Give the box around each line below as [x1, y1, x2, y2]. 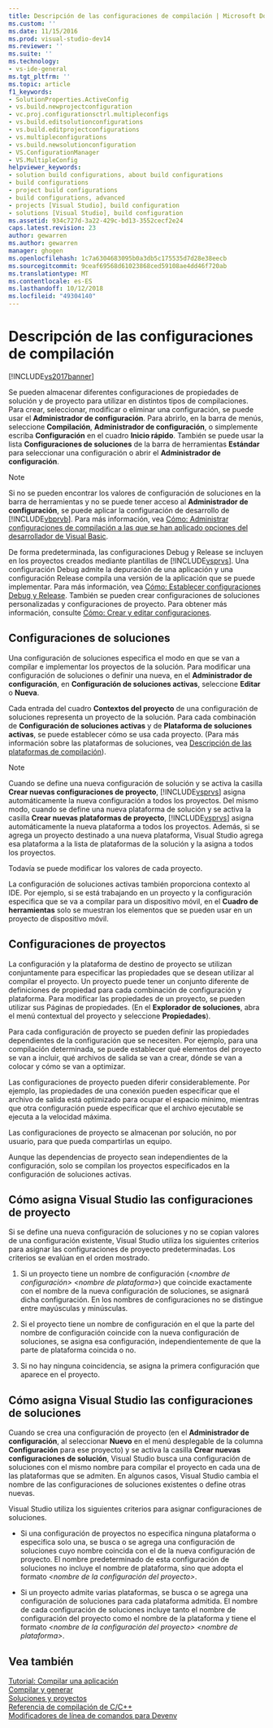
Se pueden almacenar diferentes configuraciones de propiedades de [8, 387, 240, 397]
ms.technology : [8, 58, 60, 66]
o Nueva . [8, 688, 40, 697]
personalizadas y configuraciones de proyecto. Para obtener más [8, 599, 227, 609]
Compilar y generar [8, 1685, 73, 1695]
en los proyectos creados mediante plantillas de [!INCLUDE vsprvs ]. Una [8, 556, 249, 565]
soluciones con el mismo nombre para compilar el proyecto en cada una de [8, 1462, 261, 1472]
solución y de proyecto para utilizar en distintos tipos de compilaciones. [8, 396, 249, 406]
